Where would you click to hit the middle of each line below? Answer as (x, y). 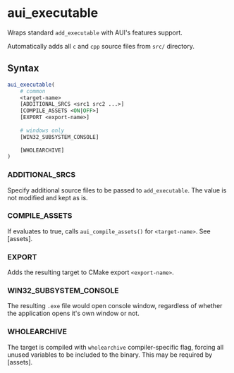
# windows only (42, 130)
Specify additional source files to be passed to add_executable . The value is (117, 190)
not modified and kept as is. (48, 197)
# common (33, 91)
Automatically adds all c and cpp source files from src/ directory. (101, 46)
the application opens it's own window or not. (73, 313)
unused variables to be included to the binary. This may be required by (110, 355)
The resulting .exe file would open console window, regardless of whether (115, 306)
